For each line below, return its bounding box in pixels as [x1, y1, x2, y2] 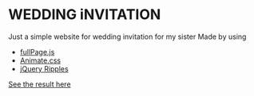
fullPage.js [19, 47, 55, 56]
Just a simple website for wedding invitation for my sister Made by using [8, 32, 247, 41]
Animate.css [19, 56, 62, 65]
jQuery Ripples [19, 63, 69, 73]
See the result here [8, 79, 71, 89]
